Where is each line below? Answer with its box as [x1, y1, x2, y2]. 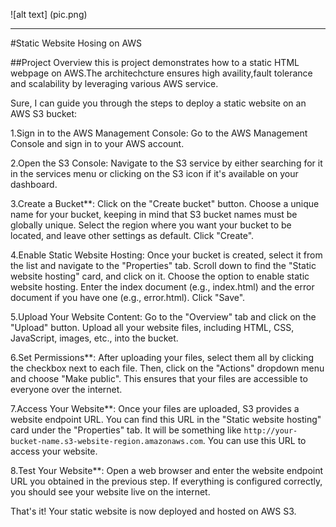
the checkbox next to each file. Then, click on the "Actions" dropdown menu [10, 362, 325, 374]
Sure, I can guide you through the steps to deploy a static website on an [10, 97, 307, 109]
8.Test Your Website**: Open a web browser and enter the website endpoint [10, 465, 324, 476]
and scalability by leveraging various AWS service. [10, 78, 219, 89]
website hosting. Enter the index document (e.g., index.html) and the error [10, 281, 315, 293]
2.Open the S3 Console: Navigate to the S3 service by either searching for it [10, 157, 323, 169]
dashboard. [10, 179, 58, 190]
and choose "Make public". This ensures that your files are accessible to [10, 373, 308, 384]
